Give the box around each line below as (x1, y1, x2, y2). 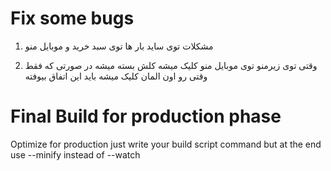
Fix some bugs (10, 7, 135, 30)
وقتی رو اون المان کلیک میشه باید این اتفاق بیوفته (24, 70, 208, 82)
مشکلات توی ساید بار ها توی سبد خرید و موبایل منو (24, 40, 214, 52)
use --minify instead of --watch (10, 148, 141, 161)
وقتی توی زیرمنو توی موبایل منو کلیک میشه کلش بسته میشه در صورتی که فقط (24, 59, 318, 71)
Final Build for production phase (10, 105, 282, 128)
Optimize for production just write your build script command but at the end (10, 138, 322, 150)
